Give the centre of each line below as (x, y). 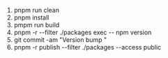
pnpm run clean (36, 10)
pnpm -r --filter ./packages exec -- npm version (83, 32)
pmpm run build (37, 25)
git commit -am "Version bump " (60, 40)
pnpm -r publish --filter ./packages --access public (87, 47)
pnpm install (31, 17)
